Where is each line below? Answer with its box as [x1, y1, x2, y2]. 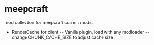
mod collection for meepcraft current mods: [4, 20, 93, 25]
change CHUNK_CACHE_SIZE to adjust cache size [11, 34, 113, 40]
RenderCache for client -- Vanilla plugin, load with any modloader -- [11, 29, 150, 35]
